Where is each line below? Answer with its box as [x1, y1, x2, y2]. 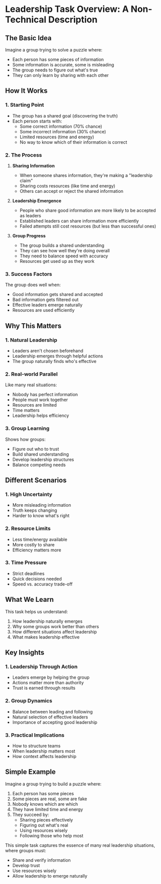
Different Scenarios [5, 476, 67, 484]
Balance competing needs [12, 462, 66, 468]
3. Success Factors [5, 270, 53, 277]
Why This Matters [5, 321, 62, 330]
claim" [19, 177, 33, 183]
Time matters [12, 408, 40, 413]
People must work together [12, 397, 68, 403]
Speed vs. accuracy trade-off [12, 581, 73, 587]
